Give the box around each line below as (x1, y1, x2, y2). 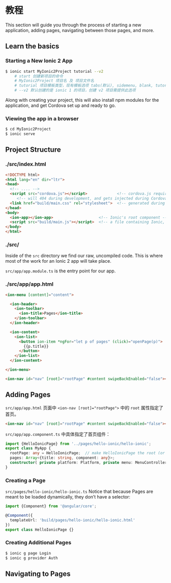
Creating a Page (5, 477, 46, 484)
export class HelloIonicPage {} (5, 527, 74, 532)
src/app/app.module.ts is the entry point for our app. (5, 268, 116, 274)
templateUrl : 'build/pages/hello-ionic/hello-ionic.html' (10, 517, 136, 522)
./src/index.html (5, 161, 47, 168)
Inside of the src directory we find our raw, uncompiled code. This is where (5, 253, 163, 259)
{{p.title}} (23, 344, 49, 349)
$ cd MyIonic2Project (5, 127, 51, 132)
